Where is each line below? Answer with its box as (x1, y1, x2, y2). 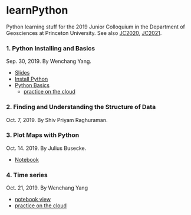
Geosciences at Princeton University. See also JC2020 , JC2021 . (6, 29, 162, 36)
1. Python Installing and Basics (6, 44, 95, 52)
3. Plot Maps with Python (6, 131, 80, 139)
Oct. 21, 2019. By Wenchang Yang (6, 184, 88, 191)
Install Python (14, 75, 48, 83)
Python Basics (14, 82, 50, 89)
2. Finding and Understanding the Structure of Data (6, 103, 156, 111)
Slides (14, 69, 30, 76)
